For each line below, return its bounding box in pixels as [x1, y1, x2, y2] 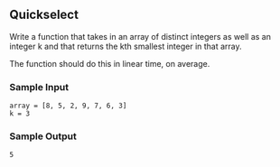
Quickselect [9, 7, 79, 23]
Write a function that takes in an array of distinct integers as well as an [9, 31, 271, 42]
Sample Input [9, 80, 70, 93]
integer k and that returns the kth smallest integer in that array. [9, 41, 242, 51]
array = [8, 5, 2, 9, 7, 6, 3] [9, 101, 127, 111]
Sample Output [9, 130, 77, 143]
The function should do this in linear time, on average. [9, 58, 210, 69]
